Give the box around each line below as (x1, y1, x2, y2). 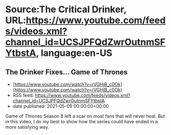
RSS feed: (12, 92, 34, 98)
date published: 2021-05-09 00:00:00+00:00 (12, 103, 109, 109)
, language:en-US (35, 47, 112, 59)
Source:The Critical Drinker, (5, 4, 127, 15)
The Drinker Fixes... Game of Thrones (5, 68, 128, 76)
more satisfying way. (5, 124, 50, 130)
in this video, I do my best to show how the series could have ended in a (5, 119, 158, 124)
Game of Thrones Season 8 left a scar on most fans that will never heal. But (5, 113, 165, 119)
